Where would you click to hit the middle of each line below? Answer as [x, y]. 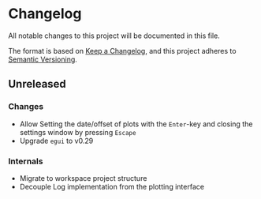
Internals [26, 161]
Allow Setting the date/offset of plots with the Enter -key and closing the [136, 124]
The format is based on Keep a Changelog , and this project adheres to [122, 51]
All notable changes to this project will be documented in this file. [114, 36]
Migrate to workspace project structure [83, 178]
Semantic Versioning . [43, 59]
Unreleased [37, 84]
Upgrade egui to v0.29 [56, 141]
